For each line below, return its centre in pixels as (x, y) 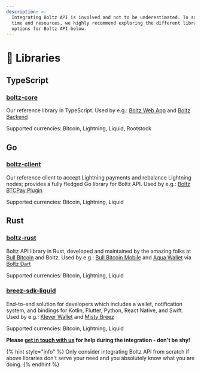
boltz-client (24, 164)
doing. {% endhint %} (33, 364)
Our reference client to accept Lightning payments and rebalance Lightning (99, 177)
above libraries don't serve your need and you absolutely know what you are (100, 358)
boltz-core (22, 97)
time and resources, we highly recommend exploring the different (96, 23)
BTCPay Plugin (25, 190)
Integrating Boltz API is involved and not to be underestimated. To (100, 17)
